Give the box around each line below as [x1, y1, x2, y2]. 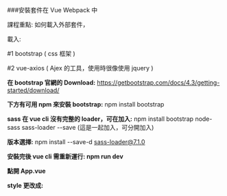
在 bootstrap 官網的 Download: [7, 79, 96, 87]
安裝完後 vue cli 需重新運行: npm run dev [7, 152, 123, 160]
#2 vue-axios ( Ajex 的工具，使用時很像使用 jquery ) [7, 64, 154, 72]
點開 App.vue [7, 167, 46, 175]
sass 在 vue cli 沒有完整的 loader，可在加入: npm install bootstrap [7, 115, 194, 123]
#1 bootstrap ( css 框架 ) [7, 50, 75, 57]
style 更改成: [7, 182, 43, 189]
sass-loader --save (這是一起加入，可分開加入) [21, 124, 154, 131]
